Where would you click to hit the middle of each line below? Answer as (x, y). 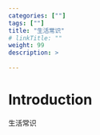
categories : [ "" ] (37, 16)
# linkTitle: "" (35, 38)
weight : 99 (26, 46)
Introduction (50, 100)
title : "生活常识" (37, 30)
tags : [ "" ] (26, 23)
